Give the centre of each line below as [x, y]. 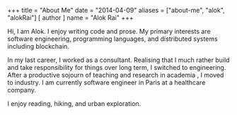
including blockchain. [38, 46]
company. [22, 90]
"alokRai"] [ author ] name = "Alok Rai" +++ [70, 18]
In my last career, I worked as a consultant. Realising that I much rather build [118, 60]
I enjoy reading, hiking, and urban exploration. [74, 104]
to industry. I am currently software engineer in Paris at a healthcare [106, 83]
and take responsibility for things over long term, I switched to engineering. [117, 67]
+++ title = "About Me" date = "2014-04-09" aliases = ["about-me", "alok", [116, 10]
